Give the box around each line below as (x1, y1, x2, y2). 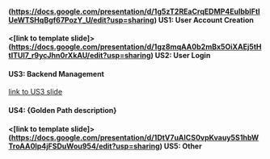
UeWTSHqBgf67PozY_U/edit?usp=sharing (8, 15, 155, 24)
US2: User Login (154, 51, 211, 61)
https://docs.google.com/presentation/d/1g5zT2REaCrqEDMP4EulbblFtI (11, 6, 260, 16)
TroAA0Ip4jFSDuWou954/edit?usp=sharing (8, 141, 160, 151)
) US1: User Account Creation (154, 15, 255, 24)
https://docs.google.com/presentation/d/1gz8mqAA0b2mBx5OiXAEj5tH (11, 42, 262, 52)
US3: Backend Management (8, 69, 105, 78)
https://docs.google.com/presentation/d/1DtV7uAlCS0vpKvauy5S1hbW (11, 132, 259, 142)
